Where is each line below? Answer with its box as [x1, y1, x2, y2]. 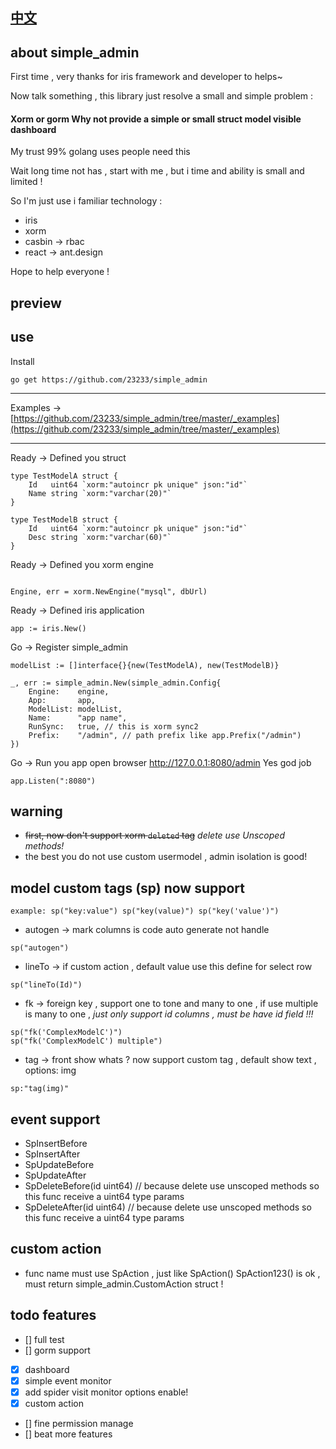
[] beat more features [24, 1428, 113, 1440]
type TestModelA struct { [10, 471, 118, 481]
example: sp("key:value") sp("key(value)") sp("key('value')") [10, 906, 280, 917]
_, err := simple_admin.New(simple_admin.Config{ [10, 678, 222, 688]
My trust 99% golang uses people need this [10, 146, 191, 158]
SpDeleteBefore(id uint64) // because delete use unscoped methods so [24, 1180, 320, 1192]
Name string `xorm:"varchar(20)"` [28, 488, 172, 498]
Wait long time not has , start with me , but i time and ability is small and [10, 165, 305, 177]
